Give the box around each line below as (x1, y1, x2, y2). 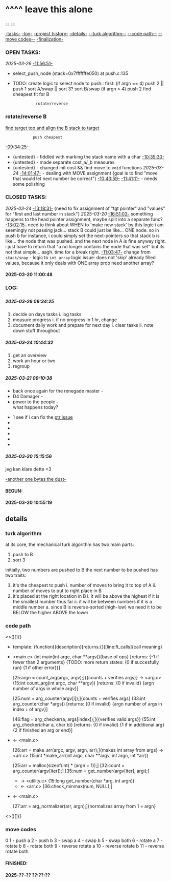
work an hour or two (12, 358, 56, 364)
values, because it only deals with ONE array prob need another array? (5, 260, 154, 266)
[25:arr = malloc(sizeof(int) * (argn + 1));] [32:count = (12, 762, 125, 769)
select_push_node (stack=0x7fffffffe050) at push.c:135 (12, 70, 129, 76)
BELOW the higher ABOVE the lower (12, 609, 89, 615)
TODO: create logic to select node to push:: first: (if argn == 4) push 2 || (12, 81, 164, 87)
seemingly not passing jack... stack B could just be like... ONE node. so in (5, 227, 159, 233)
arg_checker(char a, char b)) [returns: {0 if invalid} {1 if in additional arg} (12, 722, 165, 728)
